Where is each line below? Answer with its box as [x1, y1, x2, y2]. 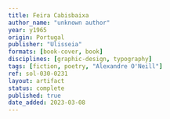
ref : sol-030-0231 [8, 70, 68, 78]
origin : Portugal [8, 33, 65, 41]
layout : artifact [8, 77, 65, 85]
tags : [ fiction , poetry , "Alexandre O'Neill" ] [8, 63, 163, 70]
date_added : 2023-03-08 [8, 99, 86, 106]
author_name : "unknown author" [8, 19, 110, 27]
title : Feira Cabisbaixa [8, 11, 89, 20]
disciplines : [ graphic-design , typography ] [8, 56, 153, 63]
